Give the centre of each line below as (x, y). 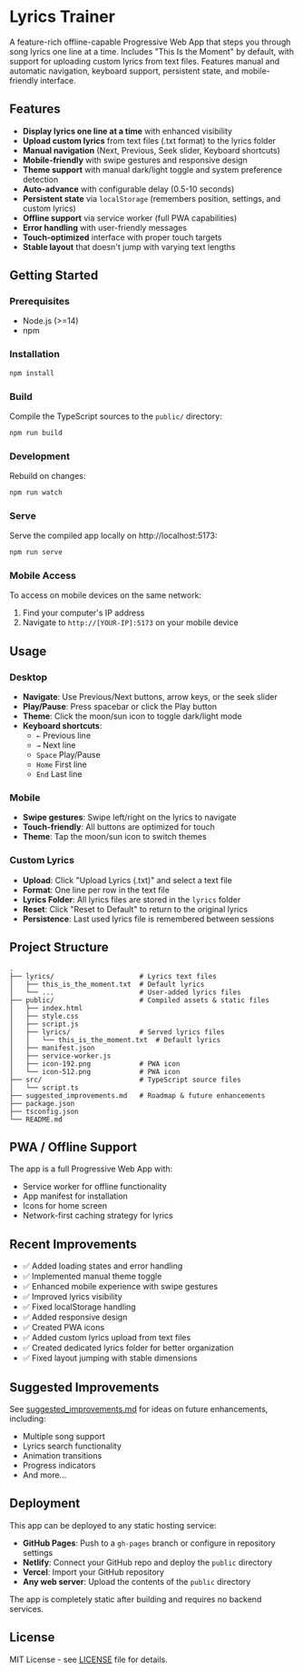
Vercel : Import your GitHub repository (93, 1572)
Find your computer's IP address (83, 613)
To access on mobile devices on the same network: (106, 595)
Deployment (45, 1504)
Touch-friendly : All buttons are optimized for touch (119, 827)
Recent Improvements (73, 1244)
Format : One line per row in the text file (96, 890)
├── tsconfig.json (44, 1111)
